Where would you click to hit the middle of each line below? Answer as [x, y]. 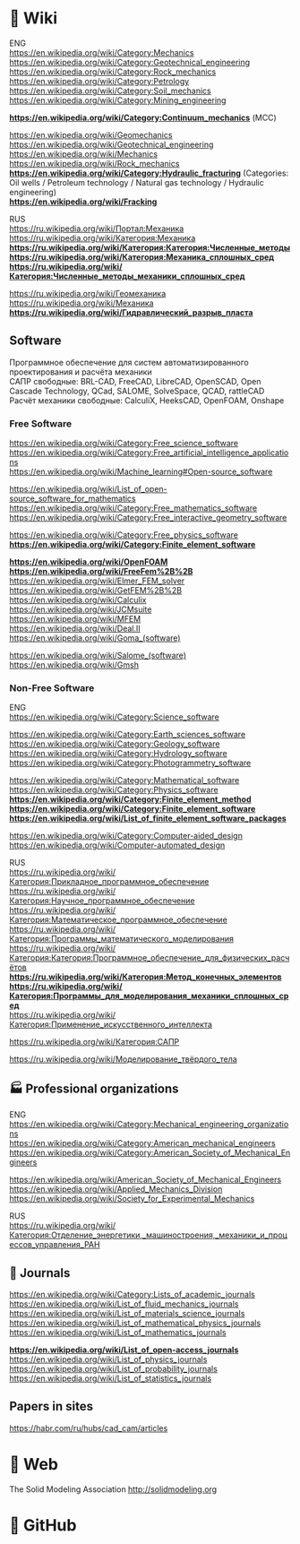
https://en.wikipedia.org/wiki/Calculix [78, 600]
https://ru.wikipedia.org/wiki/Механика [81, 303]
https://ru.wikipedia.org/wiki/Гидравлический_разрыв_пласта [131, 312]
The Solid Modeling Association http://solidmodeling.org [113, 1489]
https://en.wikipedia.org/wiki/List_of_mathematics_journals [118, 1332]
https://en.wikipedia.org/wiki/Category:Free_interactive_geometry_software [148, 518]
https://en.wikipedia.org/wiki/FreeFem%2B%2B [101, 572]
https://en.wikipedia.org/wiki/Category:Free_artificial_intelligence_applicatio [149, 453]
